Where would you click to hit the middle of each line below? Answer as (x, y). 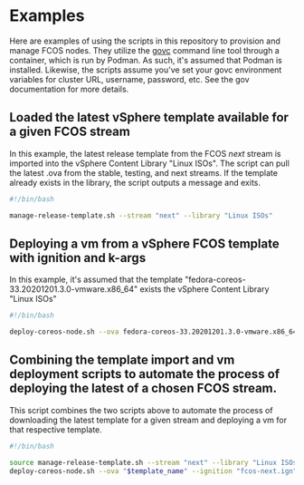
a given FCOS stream (70, 132)
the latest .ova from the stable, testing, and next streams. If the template (144, 172)
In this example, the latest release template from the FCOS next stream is (145, 153)
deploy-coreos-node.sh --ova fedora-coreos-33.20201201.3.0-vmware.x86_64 (153, 332)
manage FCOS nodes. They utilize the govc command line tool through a (145, 50)
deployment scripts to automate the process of (145, 374)
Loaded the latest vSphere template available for (149, 117)
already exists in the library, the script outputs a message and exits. (135, 182)
